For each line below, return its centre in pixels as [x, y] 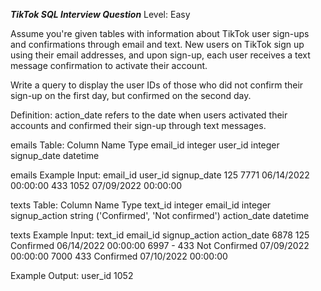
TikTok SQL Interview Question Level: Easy [100, 14]
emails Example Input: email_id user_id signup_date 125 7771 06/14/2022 [160, 175]
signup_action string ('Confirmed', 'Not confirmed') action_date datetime [160, 215]
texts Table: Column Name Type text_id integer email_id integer [141, 205]
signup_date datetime [55, 155]
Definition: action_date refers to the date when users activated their [149, 115]
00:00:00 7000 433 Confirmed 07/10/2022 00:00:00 [119, 256]
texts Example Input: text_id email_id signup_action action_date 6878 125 [160, 235]
